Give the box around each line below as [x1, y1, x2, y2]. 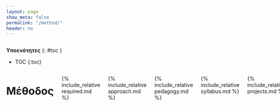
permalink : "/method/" [6, 20, 63, 26]
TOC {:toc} [14, 58, 42, 66]
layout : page [6, 8, 39, 15]
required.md [61, 88, 92, 95]
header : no [6, 25, 34, 32]
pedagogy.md [154, 88, 189, 95]
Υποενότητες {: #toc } [6, 47, 62, 54]
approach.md [108, 88, 141, 95]
